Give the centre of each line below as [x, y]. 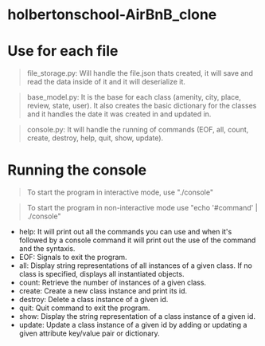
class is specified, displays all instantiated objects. [101, 274]
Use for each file [63, 51]
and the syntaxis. [47, 249]
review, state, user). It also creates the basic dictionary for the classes [142, 106]
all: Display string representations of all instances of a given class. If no [135, 265]
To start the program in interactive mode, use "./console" [120, 192]
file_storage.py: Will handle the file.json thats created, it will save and [140, 73]
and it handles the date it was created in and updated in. [119, 114]
